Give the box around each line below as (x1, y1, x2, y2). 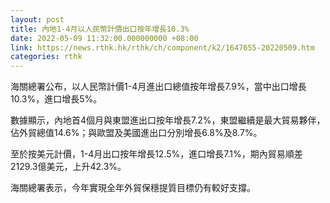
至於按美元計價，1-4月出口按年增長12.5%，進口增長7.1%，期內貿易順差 (10, 148, 303, 160)
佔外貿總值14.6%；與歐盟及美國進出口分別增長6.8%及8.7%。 (10, 127, 263, 139)
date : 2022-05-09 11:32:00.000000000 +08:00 (10, 33, 199, 43)
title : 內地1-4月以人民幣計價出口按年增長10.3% (10, 24, 190, 34)
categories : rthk (10, 52, 83, 62)
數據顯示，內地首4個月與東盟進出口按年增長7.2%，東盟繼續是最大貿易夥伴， (10, 114, 326, 126)
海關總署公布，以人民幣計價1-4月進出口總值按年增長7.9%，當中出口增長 (10, 81, 307, 93)
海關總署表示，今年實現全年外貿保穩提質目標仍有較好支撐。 (10, 182, 256, 194)
